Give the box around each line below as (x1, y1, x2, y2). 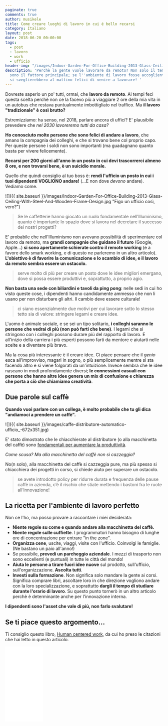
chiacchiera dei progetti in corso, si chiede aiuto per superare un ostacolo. (5, 466, 158, 472)
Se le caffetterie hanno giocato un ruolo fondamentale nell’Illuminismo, (17, 213, 163, 219)
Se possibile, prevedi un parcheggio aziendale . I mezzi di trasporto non (12, 551, 161, 557)
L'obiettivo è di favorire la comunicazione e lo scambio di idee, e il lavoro (5, 255, 158, 261)
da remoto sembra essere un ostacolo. (5, 260, 87, 266)
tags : (5, 40, 16, 45)
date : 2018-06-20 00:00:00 (5, 36, 61, 41)
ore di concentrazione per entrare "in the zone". (12, 535, 111, 541)
